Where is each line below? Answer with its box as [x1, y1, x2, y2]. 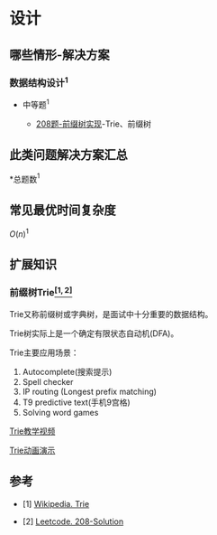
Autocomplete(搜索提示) [22, 367, 113, 378]
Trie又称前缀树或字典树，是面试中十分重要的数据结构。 [9, 309, 213, 320]
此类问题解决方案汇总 [9, 147, 128, 163]
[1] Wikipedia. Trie [22, 498, 90, 509]
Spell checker [22, 377, 74, 388]
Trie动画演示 [9, 445, 56, 456]
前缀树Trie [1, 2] [9, 285, 73, 299]
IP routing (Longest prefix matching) [22, 386, 158, 398]
